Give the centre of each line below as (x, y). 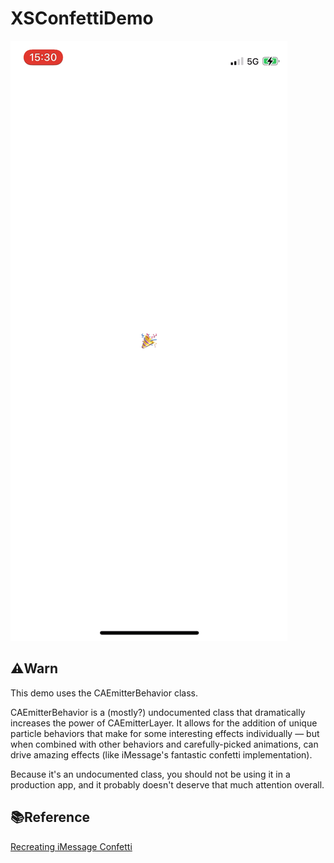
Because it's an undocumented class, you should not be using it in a (150, 774)
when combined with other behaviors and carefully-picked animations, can (164, 744)
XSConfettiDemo (82, 18)
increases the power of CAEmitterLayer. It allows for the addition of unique (164, 723)
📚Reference (50, 817)
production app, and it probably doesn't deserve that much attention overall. (167, 784)
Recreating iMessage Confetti (71, 846)
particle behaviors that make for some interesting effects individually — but (165, 733)
